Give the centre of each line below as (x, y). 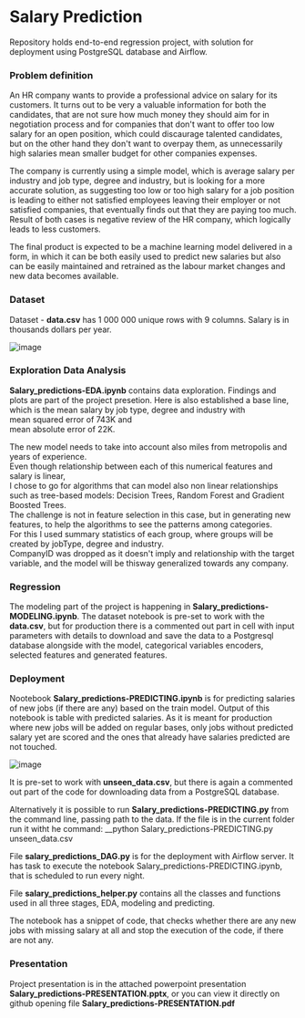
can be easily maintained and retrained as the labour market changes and (147, 266)
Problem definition (51, 75)
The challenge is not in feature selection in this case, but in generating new (150, 514)
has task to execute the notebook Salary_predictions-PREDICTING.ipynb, (146, 866)
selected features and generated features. (89, 655)
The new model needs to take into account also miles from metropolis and (148, 447)
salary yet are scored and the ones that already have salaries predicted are (150, 737)
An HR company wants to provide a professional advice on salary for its (143, 95)
